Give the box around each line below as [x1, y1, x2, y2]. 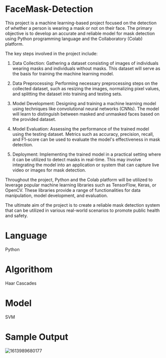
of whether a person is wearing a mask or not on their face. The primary [5, 25, 153, 31]
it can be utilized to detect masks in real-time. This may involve [12, 156, 141, 162]
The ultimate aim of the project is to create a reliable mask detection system [5, 202, 160, 208]
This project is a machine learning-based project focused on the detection [5, 20, 157, 26]
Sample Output [5, 331, 68, 343]
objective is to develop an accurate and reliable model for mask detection [5, 30, 155, 36]
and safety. [5, 212, 28, 219]
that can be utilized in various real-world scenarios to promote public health [5, 207, 160, 213]
